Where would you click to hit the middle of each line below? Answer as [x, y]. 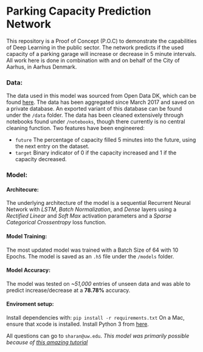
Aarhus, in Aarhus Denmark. [42, 67]
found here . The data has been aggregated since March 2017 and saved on [100, 102]
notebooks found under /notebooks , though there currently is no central [96, 122]
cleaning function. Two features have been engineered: [75, 128]
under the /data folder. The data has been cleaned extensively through [95, 115]
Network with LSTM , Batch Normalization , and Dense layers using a [91, 209]
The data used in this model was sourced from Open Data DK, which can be [101, 96]
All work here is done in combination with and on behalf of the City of [93, 60]
